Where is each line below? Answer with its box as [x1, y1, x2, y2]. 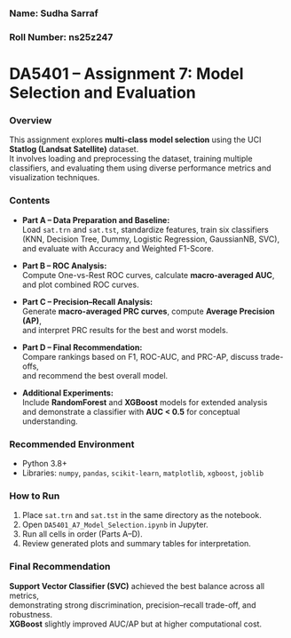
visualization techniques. [9, 172, 100, 183]
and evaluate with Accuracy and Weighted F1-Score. [21, 243, 215, 253]
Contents [9, 195, 51, 207]
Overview [9, 114, 52, 126]
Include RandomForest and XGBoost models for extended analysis [21, 396, 268, 407]
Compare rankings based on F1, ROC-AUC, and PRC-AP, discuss [21, 351, 259, 362]
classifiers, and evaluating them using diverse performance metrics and [9, 163, 272, 173]
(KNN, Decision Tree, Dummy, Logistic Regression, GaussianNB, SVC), [21, 234, 280, 244]
